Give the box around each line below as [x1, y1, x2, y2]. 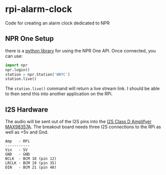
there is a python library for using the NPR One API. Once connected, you [5, 47, 156, 53]
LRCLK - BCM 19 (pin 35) [5, 161, 57, 166]
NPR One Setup [5, 34, 54, 43]
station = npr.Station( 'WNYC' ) [5, 72, 70, 77]
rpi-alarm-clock [5, 3, 72, 15]
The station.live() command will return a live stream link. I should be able [5, 86, 160, 92]
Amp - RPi [5, 139, 30, 144]
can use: [5, 53, 23, 59]
